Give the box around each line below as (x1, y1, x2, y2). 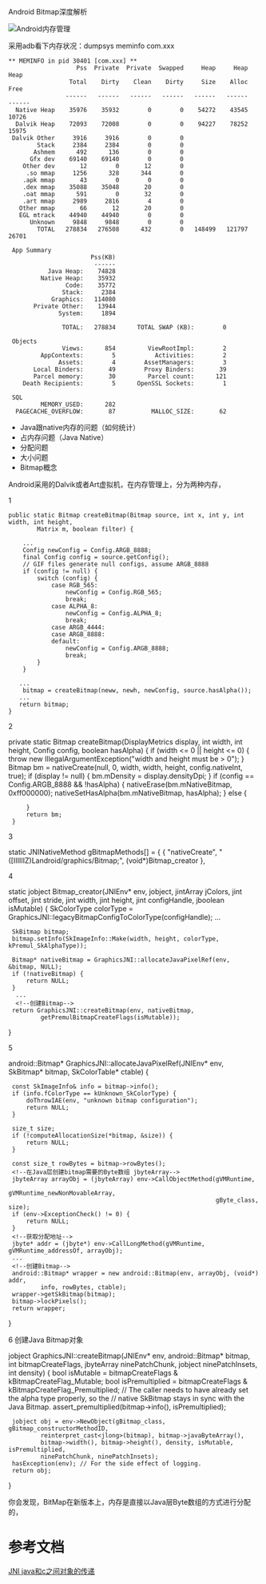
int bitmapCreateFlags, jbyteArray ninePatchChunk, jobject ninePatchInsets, (8, 1360, 258, 1368)
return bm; (26, 811, 62, 819)
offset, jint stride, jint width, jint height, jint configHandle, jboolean (8, 896, 225, 905)
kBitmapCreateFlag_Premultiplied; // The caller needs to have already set (8, 1385, 249, 1394)
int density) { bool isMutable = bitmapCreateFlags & (8, 1368, 178, 1377)
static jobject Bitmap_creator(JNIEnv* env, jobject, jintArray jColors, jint (8, 887, 242, 896)
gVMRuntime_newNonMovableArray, (8, 1189, 116, 1197)
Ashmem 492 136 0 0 (33, 148, 184, 156)
